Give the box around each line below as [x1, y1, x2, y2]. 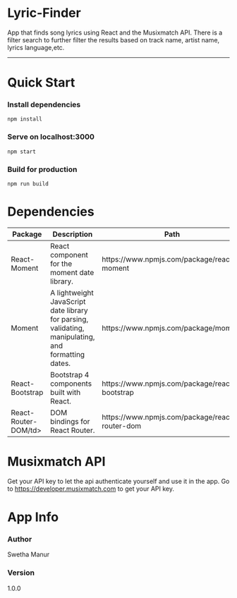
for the [50, 259, 73, 269]
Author [7, 535, 32, 544]
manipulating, [50, 331, 95, 341]
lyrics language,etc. [7, 43, 65, 51]
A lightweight [50, 288, 94, 298]
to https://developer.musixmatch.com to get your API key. [7, 484, 175, 493]
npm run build [7, 181, 49, 188]
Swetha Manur [7, 550, 50, 559]
